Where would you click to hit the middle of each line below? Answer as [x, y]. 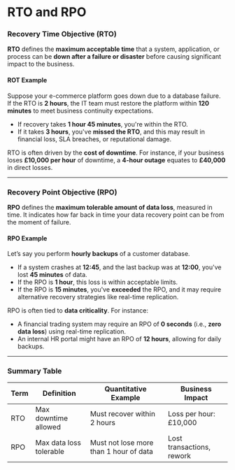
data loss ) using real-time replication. [71, 332]
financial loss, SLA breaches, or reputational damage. [94, 139]
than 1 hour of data [122, 452]
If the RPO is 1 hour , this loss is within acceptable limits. [98, 282]
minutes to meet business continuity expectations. [80, 111]
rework [179, 456]
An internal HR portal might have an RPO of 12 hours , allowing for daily [119, 339]
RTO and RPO [47, 12]
